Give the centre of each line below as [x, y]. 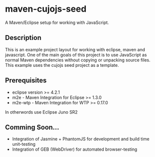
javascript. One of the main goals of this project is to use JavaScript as [76, 55]
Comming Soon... [32, 127]
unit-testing [24, 144]
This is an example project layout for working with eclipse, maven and [75, 49]
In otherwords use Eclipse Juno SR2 [41, 112]
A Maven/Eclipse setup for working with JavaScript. [57, 22]
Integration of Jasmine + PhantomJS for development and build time [81, 139]
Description [23, 38]
